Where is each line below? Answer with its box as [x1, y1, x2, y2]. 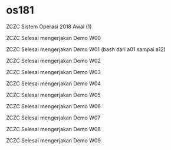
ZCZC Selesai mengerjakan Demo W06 [6, 102, 101, 109]
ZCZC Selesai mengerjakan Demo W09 [6, 136, 101, 144]
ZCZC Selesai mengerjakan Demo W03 [6, 68, 101, 75]
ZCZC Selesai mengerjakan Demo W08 [6, 125, 101, 132]
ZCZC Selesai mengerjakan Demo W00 [6, 34, 101, 41]
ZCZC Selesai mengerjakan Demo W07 [6, 114, 101, 121]
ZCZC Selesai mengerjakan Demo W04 [6, 80, 101, 87]
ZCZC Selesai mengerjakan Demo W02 [6, 57, 101, 64]
